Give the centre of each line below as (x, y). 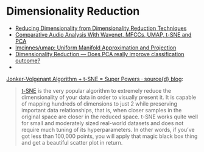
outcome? (28, 60)
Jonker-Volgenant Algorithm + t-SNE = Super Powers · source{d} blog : (95, 79)
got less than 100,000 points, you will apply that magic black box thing (109, 136)
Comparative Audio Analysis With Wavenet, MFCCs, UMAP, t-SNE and (103, 34)
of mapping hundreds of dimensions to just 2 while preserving (99, 103)
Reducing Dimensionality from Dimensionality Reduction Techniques (101, 28)
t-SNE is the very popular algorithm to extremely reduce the (96, 90)
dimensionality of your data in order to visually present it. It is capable (109, 97)
